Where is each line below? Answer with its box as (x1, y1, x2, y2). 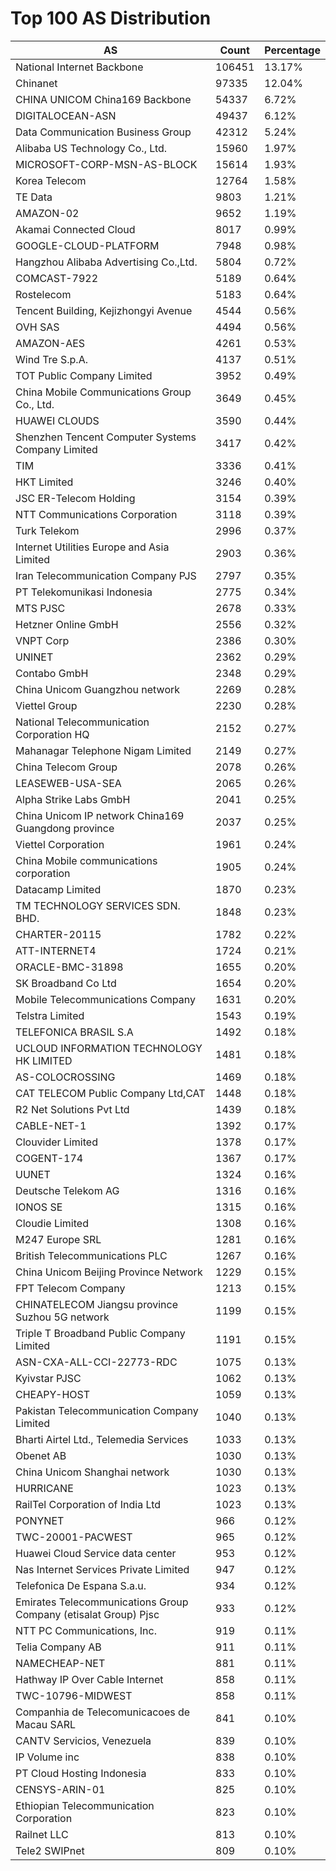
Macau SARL (15, 1717, 77, 1731)
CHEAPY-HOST (15, 1387, 91, 1401)
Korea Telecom (15, 173, 87, 187)
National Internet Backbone (15, 60, 144, 74)
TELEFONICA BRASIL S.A (15, 1025, 134, 1039)
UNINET (15, 650, 54, 664)
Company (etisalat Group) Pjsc (15, 1607, 160, 1621)
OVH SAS (15, 320, 60, 334)
